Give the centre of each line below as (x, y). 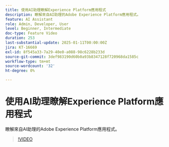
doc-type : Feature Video (31, 33)
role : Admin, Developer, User (37, 24)
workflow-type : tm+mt (28, 61)
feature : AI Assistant (29, 19)
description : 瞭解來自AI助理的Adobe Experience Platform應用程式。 (73, 15)
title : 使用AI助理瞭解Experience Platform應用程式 (56, 10)
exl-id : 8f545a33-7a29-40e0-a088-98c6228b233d (55, 52)
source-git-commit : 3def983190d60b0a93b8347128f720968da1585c (72, 57)
